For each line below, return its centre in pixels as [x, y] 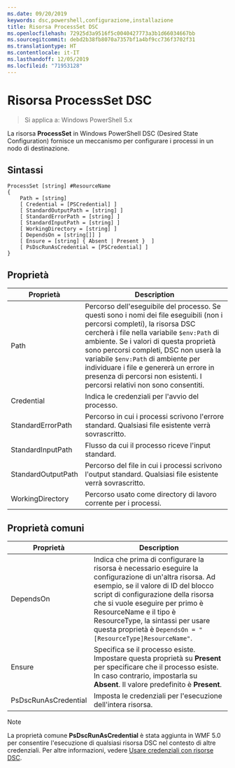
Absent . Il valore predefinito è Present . [158, 684]
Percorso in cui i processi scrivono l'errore [154, 417]
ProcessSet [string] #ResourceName [59, 186]
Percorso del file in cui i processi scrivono [154, 466]
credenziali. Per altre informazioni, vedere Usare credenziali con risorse [111, 750]
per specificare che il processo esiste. [156, 667]
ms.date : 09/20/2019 [37, 14]
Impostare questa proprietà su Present [157, 658]
